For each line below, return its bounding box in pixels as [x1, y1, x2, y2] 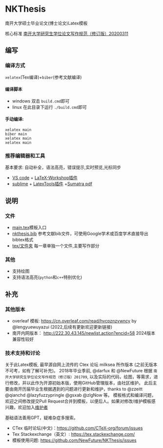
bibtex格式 [12, 237, 34, 243]
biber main [5, 132, 27, 137]
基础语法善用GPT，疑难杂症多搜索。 [5, 415, 78, 421]
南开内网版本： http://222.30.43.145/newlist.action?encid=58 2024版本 [12, 330, 155, 336]
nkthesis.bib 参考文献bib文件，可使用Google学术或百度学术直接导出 [12, 231, 149, 236]
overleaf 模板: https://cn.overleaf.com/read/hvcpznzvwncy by [12, 318, 137, 323]
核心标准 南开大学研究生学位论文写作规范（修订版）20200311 [5, 30, 128, 36]
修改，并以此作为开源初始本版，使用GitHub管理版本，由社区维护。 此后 [9, 380, 153, 386]
